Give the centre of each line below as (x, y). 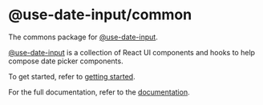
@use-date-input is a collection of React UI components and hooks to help (131, 52)
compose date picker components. (66, 61)
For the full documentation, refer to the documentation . (99, 92)
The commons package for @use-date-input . (83, 37)
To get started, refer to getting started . (72, 76)
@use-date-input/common (100, 15)
